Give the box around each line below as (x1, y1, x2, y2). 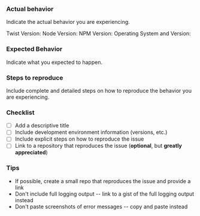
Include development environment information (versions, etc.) (14, 129, 168, 136)
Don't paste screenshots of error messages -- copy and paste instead (14, 203, 188, 210)
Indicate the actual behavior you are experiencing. (6, 19, 130, 26)
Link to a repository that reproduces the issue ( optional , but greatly (14, 142, 183, 150)
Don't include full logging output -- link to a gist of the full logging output (14, 190, 195, 197)
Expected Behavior (6, 45, 63, 53)
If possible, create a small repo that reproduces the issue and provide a (14, 177, 191, 184)
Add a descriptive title (14, 122, 69, 129)
